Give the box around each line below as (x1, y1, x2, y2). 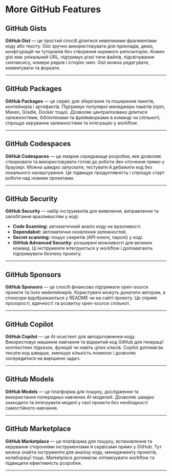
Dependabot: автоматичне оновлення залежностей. (12, 229, 127, 235)
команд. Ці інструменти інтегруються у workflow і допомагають (12, 245, 153, 252)
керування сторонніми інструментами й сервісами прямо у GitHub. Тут (5, 443, 162, 449)
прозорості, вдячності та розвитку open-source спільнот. (5, 300, 131, 306)
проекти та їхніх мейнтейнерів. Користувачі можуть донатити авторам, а (5, 289, 166, 296)
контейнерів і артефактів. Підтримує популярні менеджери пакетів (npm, (5, 104, 165, 110)
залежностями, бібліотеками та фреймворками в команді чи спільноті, (5, 114, 161, 120)
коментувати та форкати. (5, 65, 60, 71)
